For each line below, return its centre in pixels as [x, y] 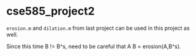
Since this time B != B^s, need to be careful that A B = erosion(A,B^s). [94, 46]
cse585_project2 [51, 11]
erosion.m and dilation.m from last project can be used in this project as [98, 28]
